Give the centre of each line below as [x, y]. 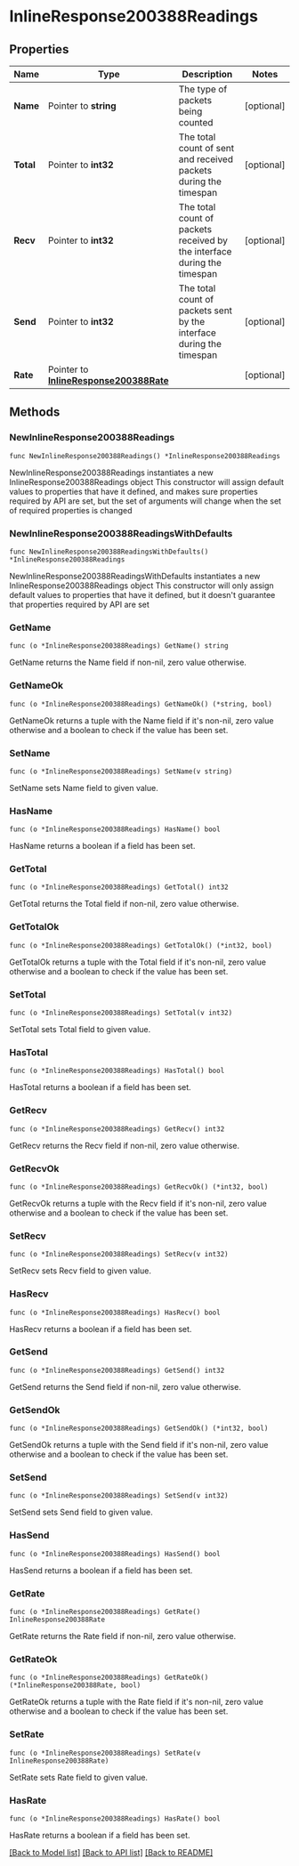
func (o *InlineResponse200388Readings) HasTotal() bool [117, 1071]
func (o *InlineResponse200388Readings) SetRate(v [105, 1753]
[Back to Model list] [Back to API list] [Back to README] [111, 1852]
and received [206, 159]
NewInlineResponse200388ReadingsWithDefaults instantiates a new [135, 576]
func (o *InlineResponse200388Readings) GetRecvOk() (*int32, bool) [139, 1187]
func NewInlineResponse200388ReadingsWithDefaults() [109, 552]
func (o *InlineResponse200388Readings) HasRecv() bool [115, 1313]
